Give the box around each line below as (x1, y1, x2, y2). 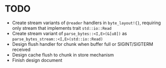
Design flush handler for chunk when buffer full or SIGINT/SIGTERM (12, 41, 153, 47)
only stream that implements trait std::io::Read (12, 25, 112, 31)
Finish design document (12, 57, 63, 63)
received (12, 46, 31, 52)
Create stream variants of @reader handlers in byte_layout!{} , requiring (12, 20, 161, 26)
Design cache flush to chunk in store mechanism (12, 51, 114, 58)
